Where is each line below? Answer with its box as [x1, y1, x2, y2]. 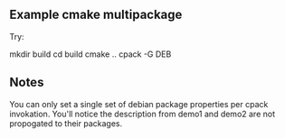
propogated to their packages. [9, 117, 123, 129]
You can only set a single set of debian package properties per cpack [9, 98, 269, 109]
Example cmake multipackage [9, 7, 183, 23]
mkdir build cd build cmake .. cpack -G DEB [9, 49, 172, 60]
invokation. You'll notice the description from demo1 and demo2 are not [9, 108, 276, 119]
